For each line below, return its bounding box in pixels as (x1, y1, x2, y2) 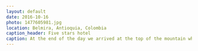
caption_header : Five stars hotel (6, 30, 91, 36)
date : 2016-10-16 (6, 14, 49, 20)
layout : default (6, 8, 46, 15)
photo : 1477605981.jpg (6, 19, 62, 25)
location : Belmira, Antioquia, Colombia (6, 25, 107, 31)
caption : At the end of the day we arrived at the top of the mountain (6, 36, 186, 42)
